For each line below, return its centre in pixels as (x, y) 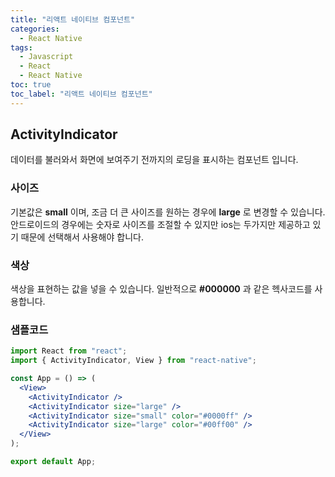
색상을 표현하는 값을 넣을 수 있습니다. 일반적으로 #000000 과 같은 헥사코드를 (161, 289)
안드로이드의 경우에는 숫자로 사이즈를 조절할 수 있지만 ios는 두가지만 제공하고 (160, 224)
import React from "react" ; (69, 351)
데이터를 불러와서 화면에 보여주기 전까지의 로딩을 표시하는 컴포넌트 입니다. (154, 160)
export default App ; (53, 462)
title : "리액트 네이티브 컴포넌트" (73, 19)
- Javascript (46, 57)
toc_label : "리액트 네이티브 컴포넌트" (81, 94)
